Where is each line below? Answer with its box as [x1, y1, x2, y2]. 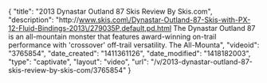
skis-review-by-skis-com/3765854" [8, 66, 127, 74]
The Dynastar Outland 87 [172, 24, 256, 32]
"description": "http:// [8, 15, 80, 25]
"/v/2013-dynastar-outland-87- [150, 57, 253, 66]
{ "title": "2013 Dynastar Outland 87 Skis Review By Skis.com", [8, 7, 213, 16]
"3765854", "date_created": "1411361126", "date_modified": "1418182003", [8, 49, 251, 58]
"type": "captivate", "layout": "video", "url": [8, 57, 149, 66]
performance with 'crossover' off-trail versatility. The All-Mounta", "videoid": [8, 40, 260, 50]
